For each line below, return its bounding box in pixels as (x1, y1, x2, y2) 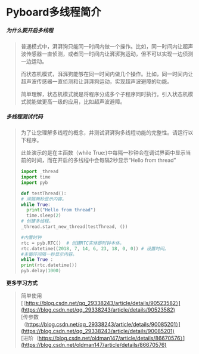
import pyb (20, 180, 48, 186)
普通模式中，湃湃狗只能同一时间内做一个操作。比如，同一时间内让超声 (20, 43, 194, 50)
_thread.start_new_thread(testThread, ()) (20, 224, 128, 230)
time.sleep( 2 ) (26, 213, 61, 218)
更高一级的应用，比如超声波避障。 (41, 98, 126, 105)
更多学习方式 (6, 279, 38, 287)
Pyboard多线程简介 (6, 5, 101, 19)
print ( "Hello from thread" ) (26, 207, 97, 213)
